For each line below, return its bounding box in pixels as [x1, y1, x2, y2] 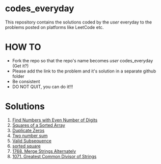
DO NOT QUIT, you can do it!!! [12, 84, 74, 90]
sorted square [12, 143, 41, 149]
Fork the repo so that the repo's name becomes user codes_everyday [12, 57, 153, 64]
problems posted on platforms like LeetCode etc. [5, 24, 104, 30]
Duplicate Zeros [12, 127, 45, 133]
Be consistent [12, 78, 40, 84]
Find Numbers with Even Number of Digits [12, 117, 98, 123]
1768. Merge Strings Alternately [12, 148, 76, 154]
